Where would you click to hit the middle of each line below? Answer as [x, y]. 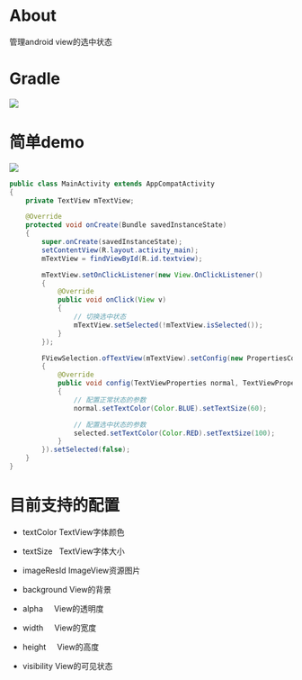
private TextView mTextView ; [80, 200]
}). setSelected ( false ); [86, 450]
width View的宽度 [59, 628]
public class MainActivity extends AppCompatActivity [112, 184]
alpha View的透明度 [63, 608]
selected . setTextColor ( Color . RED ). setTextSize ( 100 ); [174, 433]
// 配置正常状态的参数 [110, 400]
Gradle [35, 79]
